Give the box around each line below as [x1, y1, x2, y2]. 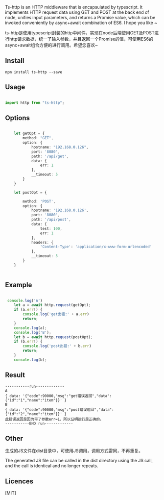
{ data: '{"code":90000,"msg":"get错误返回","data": [5, 393, 112, 399]
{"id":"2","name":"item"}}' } [5, 411, 67, 416]
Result [5, 371, 25, 379]
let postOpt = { [14, 190, 47, 195]
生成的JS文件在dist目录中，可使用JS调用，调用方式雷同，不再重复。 [5, 448, 143, 454]
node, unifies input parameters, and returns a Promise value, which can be [5, 15, 156, 20]
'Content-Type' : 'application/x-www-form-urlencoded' [40, 245, 152, 250]
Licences [5, 477, 34, 485]
